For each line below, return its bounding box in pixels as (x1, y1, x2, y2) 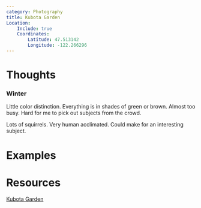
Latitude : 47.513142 (28, 37, 79, 43)
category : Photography (6, 8, 63, 15)
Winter (6, 89, 27, 98)
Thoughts (6, 68, 56, 82)
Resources (6, 176, 61, 189)
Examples (6, 148, 56, 162)
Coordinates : (17, 31, 50, 37)
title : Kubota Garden (6, 14, 61, 20)
